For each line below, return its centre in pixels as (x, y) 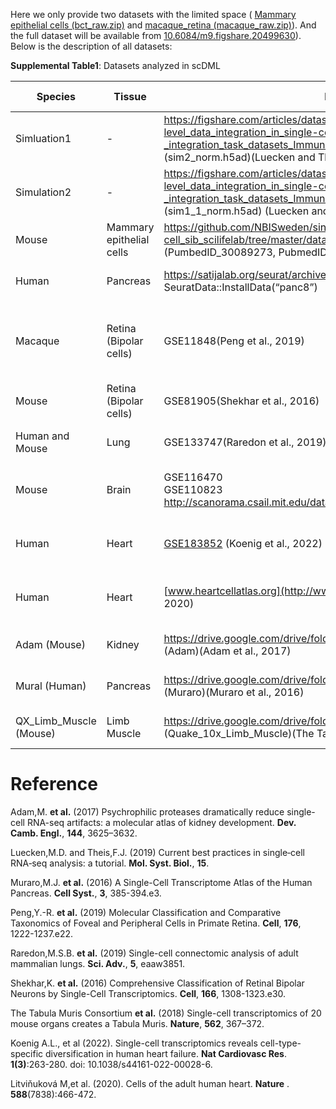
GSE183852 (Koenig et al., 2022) (243, 543)
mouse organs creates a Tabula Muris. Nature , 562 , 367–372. (137, 1023)
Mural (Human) (51, 686)
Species (56, 96)
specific (27, 1053)
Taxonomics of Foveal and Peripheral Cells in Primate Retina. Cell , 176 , (156, 923)
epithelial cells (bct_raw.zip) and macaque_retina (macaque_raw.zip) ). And (163, 25)
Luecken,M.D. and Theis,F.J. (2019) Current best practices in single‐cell (158, 852)
